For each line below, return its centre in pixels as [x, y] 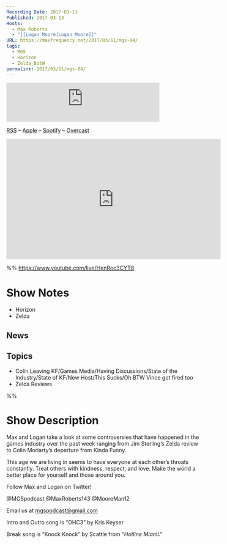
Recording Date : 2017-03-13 [42, 12]
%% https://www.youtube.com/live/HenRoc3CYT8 [70, 268]
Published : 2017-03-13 [35, 18]
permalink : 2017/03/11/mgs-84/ [46, 69]
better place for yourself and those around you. [66, 475]
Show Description [53, 420]
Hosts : [15, 23]
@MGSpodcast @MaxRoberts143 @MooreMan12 [68, 499]
